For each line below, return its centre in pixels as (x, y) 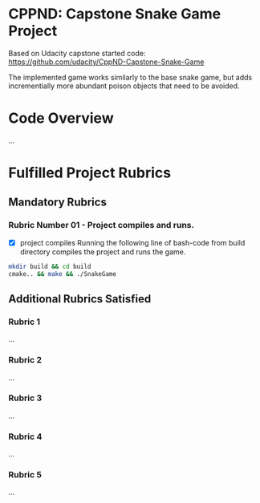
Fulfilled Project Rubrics (90, 173)
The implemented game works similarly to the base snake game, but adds (130, 77)
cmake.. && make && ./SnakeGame (62, 274)
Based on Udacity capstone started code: (77, 53)
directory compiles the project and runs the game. (103, 251)
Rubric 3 (25, 398)
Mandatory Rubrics (57, 203)
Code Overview (61, 118)
